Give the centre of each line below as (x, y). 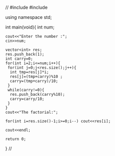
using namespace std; (29, 17)
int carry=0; (19, 59)
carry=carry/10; (27, 99)
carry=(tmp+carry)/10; (34, 81)
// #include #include (26, 7)
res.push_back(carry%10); (38, 94)
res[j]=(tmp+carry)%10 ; (36, 76)
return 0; (16, 139)
